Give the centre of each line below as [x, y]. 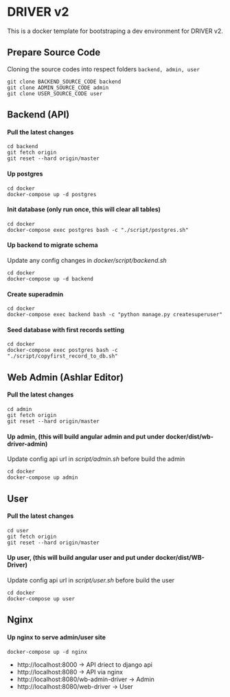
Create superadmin [35, 294]
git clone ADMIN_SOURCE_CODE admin [58, 87]
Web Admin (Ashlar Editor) [65, 377]
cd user [18, 530]
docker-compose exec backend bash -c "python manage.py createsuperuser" [115, 315]
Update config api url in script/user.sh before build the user [91, 580]
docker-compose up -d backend [50, 279]
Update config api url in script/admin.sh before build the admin [96, 459]
